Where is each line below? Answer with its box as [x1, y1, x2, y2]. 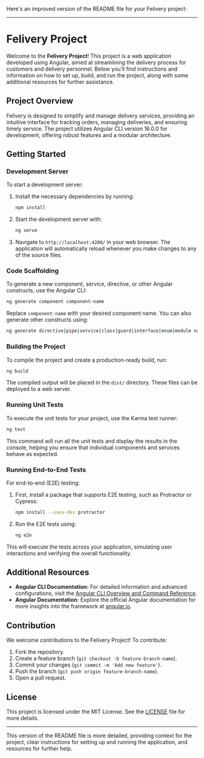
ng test [6, 426, 26, 432]
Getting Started [6, 149, 66, 160]
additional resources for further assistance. [6, 78, 114, 85]
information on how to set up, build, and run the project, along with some [6, 71, 189, 79]
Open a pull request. [15, 674, 67, 681]
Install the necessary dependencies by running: [15, 193, 135, 200]
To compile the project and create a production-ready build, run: [6, 356, 168, 363]
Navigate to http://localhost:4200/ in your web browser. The [15, 239, 171, 246]
